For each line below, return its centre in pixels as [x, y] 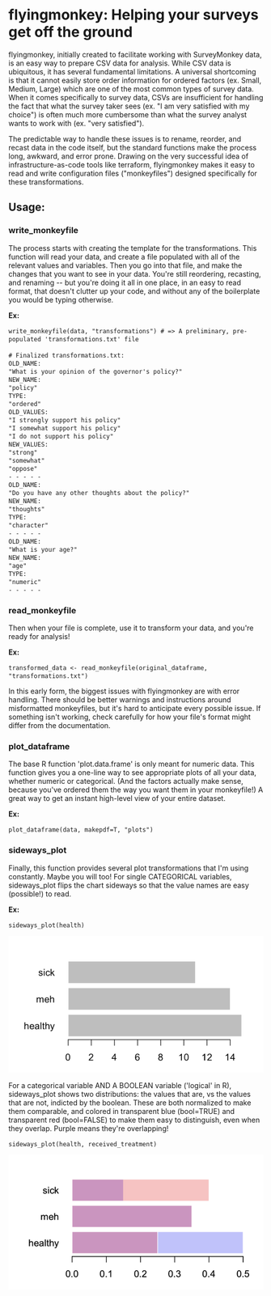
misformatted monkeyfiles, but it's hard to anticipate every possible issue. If [135, 708]
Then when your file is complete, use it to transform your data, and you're [131, 628]
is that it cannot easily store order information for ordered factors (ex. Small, [135, 80]
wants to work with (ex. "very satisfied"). [76, 123]
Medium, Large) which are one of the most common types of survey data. [131, 89]
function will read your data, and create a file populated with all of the [124, 256]
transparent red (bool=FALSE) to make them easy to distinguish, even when [134, 1120]
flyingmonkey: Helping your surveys [133, 15]
